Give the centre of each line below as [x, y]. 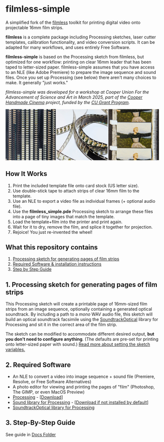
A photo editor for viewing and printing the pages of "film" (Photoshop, [84, 387]
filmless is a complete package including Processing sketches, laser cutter [81, 37]
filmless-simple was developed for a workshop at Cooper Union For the [77, 92]
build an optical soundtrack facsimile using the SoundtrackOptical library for [82, 319]
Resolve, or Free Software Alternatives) [52, 382]
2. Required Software [38, 365]
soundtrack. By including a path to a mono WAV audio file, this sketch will [79, 314]
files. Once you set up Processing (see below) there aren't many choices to [81, 77]
